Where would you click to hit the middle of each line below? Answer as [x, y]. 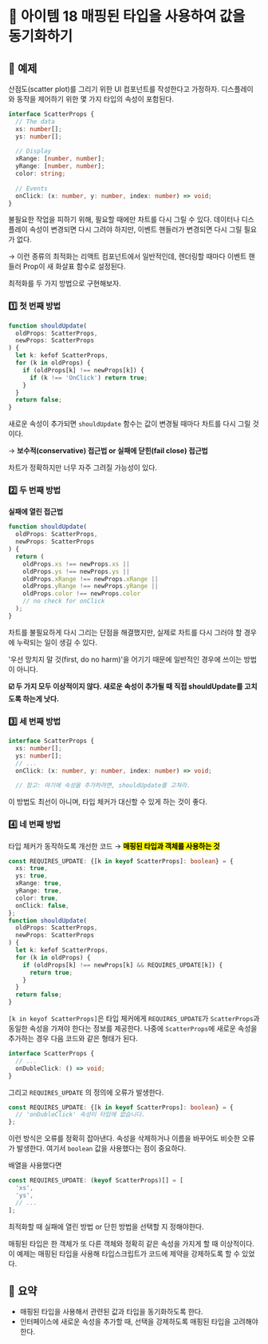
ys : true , [32, 876]
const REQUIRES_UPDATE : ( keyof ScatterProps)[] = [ [96, 1181]
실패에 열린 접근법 [36, 511]
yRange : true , [39, 891]
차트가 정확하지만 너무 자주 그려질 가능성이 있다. [83, 467]
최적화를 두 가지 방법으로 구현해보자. [65, 284]
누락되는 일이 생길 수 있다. [57, 642]
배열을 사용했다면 [35, 1165]
